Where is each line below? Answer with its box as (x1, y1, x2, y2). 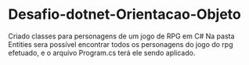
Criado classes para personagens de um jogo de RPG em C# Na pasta (8, 31, 235, 41)
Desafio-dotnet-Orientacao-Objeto (8, 5, 241, 23)
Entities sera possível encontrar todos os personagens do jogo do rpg (8, 39, 233, 49)
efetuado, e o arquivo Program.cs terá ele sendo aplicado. (8, 48, 196, 57)
